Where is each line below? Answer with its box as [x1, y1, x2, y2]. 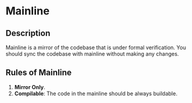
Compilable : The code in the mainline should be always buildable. [14, 90, 178, 97]
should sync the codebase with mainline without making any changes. [5, 50, 179, 57]
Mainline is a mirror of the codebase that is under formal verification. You [5, 44, 187, 51]
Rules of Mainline [5, 68, 72, 78]
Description [5, 28, 50, 38]
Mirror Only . [14, 83, 46, 90]
